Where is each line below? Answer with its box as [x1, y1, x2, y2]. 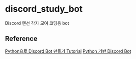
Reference [5, 35, 38, 43]
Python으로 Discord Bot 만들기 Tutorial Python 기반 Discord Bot [5, 48, 131, 54]
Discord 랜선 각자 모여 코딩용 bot [5, 20, 70, 26]
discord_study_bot [5, 3, 83, 15]
